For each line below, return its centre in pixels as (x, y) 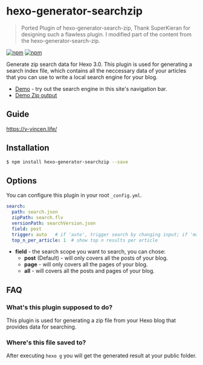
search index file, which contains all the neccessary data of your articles (96, 70)
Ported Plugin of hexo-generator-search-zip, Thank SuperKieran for (106, 28)
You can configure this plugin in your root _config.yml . (74, 196)
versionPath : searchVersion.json (54, 223)
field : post (27, 229)
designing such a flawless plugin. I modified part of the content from (106, 34)
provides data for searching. (41, 327)
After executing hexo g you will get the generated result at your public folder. (101, 356)
